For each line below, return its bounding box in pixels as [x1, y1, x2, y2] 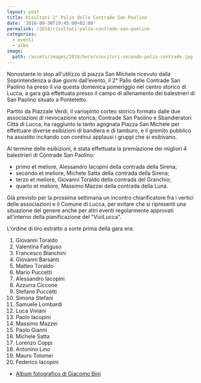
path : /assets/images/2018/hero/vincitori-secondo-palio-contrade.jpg [12, 54, 193, 60]
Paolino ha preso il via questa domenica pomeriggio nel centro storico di [7, 83, 187, 90]
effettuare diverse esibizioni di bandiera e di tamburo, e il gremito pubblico [7, 127, 191, 134]
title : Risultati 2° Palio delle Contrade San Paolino [7, 14, 147, 21]
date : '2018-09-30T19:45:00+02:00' [7, 20, 96, 26]
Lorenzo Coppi [15, 339, 53, 346]
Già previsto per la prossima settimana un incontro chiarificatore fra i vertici [7, 194, 194, 201]
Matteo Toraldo [15, 262, 54, 269]
